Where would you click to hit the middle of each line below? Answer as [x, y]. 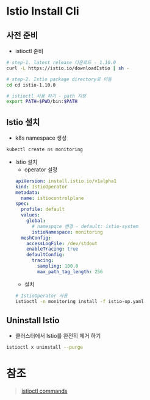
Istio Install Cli [43, 11]
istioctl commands [44, 391]
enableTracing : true [52, 249]
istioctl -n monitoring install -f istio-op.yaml [80, 301]
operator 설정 [41, 170]
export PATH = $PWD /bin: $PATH [42, 102]
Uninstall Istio [33, 320]
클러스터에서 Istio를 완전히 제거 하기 [58, 336]
